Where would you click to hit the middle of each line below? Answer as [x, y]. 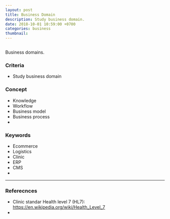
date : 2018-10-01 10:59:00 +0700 [40, 24]
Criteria [15, 65]
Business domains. [25, 52]
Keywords [18, 135]
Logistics [22, 151]
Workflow [23, 106]
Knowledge [24, 100]
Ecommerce [25, 146]
